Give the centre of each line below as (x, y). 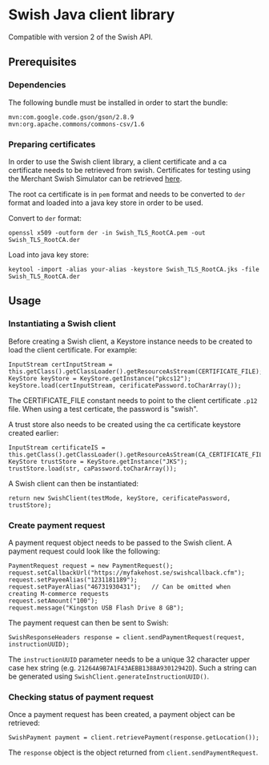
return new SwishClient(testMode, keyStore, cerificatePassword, (119, 498)
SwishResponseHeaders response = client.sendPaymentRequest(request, (127, 637)
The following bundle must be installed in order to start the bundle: (118, 103)
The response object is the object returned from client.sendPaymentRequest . (133, 753)
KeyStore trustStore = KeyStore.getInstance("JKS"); (98, 461)
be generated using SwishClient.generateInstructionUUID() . (109, 676)
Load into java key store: (49, 255)
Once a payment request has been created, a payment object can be (122, 715)
